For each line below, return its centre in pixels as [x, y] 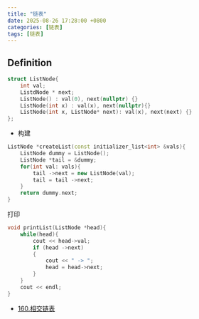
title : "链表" [27, 14]
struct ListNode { [33, 79]
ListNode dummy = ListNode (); [65, 154]
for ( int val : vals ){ [50, 167]
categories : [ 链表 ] [35, 27]
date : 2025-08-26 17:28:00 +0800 [57, 21]
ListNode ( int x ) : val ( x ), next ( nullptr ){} [86, 105]
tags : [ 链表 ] [26, 34]
